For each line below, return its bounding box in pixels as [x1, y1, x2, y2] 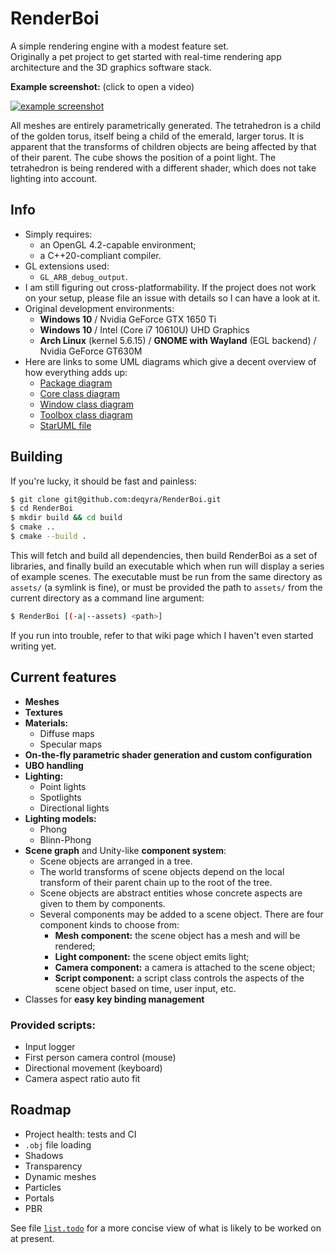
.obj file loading [24, 1138, 92, 1151]
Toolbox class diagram [39, 408, 133, 421]
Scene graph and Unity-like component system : [24, 844, 227, 856]
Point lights [39, 780, 87, 792]
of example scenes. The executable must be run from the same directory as [10, 570, 323, 582]
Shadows [24, 1149, 64, 1161]
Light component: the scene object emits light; [54, 950, 250, 962]
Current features [10, 669, 117, 686]
